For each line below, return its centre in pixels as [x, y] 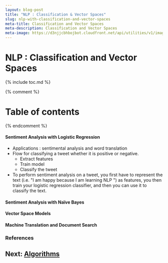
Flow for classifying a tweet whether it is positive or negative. [75, 154]
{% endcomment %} [26, 126]
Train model [32, 164]
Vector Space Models [28, 214]
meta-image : [17, 33]
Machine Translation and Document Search [51, 225]
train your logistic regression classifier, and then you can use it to [79, 186]
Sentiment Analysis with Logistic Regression [52, 137]
